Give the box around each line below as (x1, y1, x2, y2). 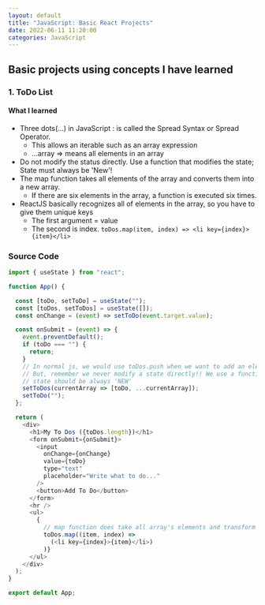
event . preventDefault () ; (22, 333, 104, 342)
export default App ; (8, 589, 77, 597)
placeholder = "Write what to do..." (43, 472, 160, 480)
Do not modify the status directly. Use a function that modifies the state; (19, 157, 255, 166)
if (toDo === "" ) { (22, 341, 87, 349)
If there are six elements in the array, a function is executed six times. (31, 190, 257, 200)
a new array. (19, 182, 61, 192)
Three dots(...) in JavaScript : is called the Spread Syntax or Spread (19, 123, 239, 133)
